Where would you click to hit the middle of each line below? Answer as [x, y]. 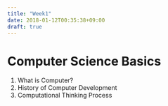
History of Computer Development [67, 88]
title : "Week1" [30, 14]
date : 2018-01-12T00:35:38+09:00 [56, 20]
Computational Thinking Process [65, 96]
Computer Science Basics [84, 61]
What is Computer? [45, 80]
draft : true [25, 26]
